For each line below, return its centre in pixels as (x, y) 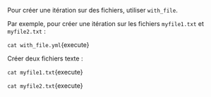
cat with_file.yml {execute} (48, 45)
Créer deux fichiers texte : (45, 58)
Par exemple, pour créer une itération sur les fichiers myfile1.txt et (106, 24)
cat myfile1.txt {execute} (45, 72)
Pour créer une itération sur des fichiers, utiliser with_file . (92, 10)
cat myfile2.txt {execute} (45, 86)
